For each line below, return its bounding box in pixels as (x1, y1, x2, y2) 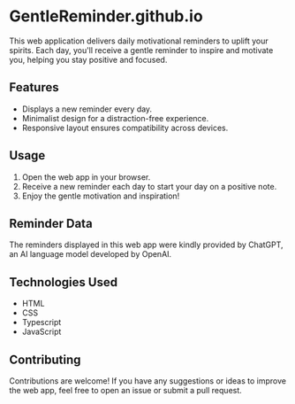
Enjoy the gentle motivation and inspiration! (21, 190, 180, 201)
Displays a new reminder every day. (21, 104, 153, 114)
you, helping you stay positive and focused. (9, 54, 168, 65)
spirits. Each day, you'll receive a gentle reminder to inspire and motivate (9, 44, 274, 55)
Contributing (9, 352, 81, 367)
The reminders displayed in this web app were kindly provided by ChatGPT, (9, 239, 284, 250)
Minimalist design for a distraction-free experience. (21, 113, 209, 123)
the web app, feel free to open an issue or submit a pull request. (9, 385, 243, 395)
